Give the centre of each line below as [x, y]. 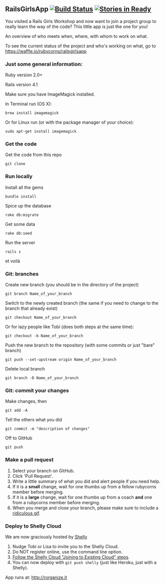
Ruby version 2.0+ [24, 75]
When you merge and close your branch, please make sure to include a [85, 508]
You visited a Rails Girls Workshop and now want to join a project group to [81, 21]
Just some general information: [44, 64]
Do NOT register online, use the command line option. [67, 552]
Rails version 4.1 [22, 85]
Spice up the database [28, 205]
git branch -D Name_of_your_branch [42, 378]
